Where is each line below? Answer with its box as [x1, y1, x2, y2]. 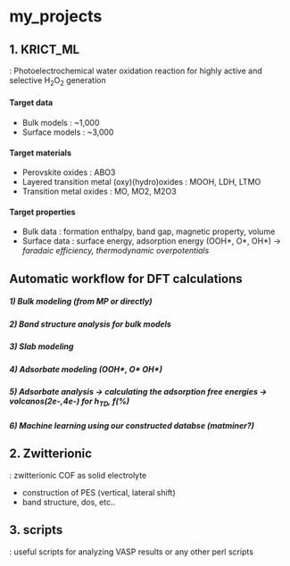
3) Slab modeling [9, 341, 74, 352]
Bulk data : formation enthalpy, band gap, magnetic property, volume [21, 226, 276, 237]
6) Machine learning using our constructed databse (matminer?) [9, 420, 255, 431]
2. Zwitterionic [9, 446, 92, 462]
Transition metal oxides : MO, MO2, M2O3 [21, 186, 177, 197]
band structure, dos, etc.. [21, 496, 116, 507]
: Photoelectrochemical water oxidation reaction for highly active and [9, 65, 262, 76]
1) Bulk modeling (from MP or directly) [9, 296, 153, 307]
